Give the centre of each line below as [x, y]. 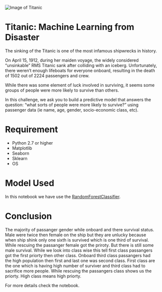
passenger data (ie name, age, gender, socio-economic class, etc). [72, 110]
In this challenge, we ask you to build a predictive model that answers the [78, 99]
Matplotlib [22, 148]
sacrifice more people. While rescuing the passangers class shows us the [78, 271]
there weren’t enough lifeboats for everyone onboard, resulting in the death [80, 70]
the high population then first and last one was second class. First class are [80, 260]
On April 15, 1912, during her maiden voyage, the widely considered [72, 60]
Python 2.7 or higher [32, 143]
